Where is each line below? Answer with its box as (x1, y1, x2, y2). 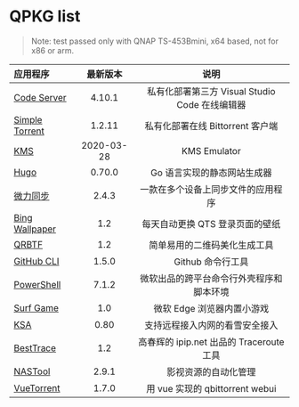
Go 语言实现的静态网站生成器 (150, 167, 272, 179)
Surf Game (13, 301, 60, 313)
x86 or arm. (30, 45, 74, 55)
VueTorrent (13, 381, 61, 394)
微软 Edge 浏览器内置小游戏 (153, 302, 270, 314)
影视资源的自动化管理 (166, 365, 256, 378)
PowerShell (13, 278, 61, 290)
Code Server (13, 91, 67, 103)
